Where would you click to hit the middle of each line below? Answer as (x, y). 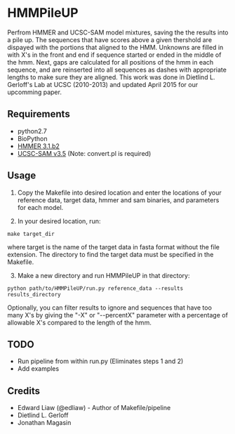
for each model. (40, 207)
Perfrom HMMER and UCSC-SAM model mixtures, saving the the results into (118, 32)
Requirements (39, 114)
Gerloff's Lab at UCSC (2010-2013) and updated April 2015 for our (103, 84)
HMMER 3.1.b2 (38, 146)
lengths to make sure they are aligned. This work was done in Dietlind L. (111, 77)
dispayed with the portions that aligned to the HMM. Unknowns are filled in (115, 47)
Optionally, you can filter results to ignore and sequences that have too (110, 308)
